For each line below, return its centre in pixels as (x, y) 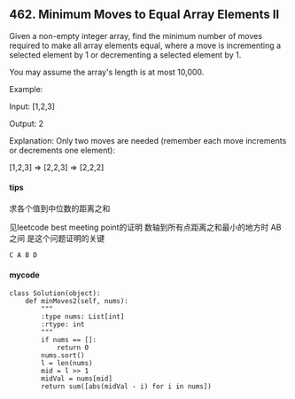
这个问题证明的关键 (69, 239)
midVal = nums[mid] (77, 379)
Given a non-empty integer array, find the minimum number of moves (136, 35)
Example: (26, 89)
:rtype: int (63, 325)
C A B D (23, 255)
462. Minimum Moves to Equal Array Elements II (144, 15)
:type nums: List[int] (83, 317)
